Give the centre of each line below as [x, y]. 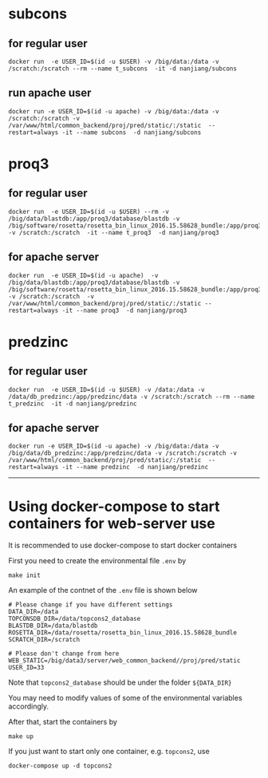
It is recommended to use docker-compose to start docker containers [123, 545]
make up [21, 737]
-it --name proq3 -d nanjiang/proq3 [124, 310]
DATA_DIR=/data [33, 612]
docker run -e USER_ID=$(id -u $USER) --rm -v [89, 211]
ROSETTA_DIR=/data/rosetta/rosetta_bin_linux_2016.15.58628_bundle [123, 633]
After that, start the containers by [63, 722]
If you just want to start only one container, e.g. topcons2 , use [109, 752]
